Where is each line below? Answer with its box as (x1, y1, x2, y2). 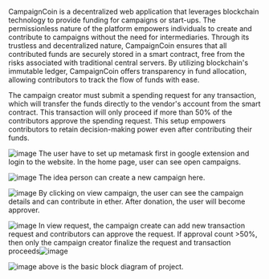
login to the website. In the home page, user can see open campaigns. (8, 157, 241, 167)
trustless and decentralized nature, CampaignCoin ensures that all (8, 41, 227, 51)
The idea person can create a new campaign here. (39, 172, 206, 182)
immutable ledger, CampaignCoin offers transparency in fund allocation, (8, 67, 247, 75)
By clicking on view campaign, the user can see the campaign (39, 188, 243, 197)
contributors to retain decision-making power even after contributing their (8, 124, 253, 134)
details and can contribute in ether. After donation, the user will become (8, 196, 246, 206)
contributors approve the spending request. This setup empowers (8, 116, 226, 125)
